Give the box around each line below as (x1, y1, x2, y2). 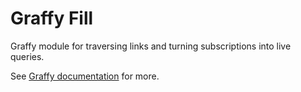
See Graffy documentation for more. (10, 70, 160, 82)
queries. (10, 50, 45, 62)
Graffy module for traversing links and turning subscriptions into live (10, 40, 292, 52)
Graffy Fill (10, 7, 94, 30)
